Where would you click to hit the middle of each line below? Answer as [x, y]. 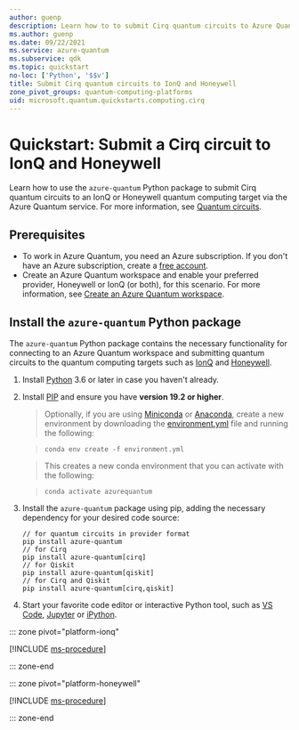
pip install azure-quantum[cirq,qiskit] [98, 588]
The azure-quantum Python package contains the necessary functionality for [148, 343]
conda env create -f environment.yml [114, 449]
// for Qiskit [48, 565]
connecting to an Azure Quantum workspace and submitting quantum [137, 353]
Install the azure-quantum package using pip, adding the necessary [144, 507]
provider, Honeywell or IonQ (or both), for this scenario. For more [141, 285]
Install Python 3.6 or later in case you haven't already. [121, 379]
